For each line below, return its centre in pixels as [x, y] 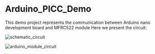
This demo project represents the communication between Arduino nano [78, 22]
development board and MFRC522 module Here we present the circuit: [76, 27]
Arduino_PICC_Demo [48, 9]
